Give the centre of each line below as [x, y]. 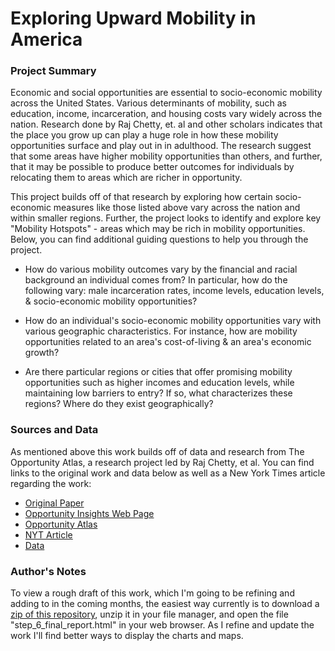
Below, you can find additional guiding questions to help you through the [159, 239]
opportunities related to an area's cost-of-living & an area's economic [168, 342]
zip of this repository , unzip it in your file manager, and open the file [149, 614]
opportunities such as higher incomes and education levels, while [159, 383]
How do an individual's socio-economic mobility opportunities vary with [173, 321]
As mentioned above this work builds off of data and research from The [157, 451]
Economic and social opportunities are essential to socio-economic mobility [166, 93]
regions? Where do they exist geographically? [119, 404]
